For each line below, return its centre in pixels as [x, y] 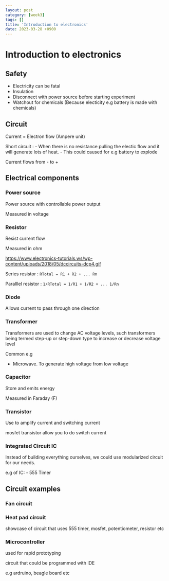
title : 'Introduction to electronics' [47, 24]
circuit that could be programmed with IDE [50, 563]
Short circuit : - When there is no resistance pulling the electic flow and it [82, 146]
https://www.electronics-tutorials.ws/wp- [49, 258]
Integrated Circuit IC [31, 446]
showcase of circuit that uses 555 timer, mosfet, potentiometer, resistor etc [85, 529]
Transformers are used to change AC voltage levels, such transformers [80, 333]
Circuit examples [33, 489]
